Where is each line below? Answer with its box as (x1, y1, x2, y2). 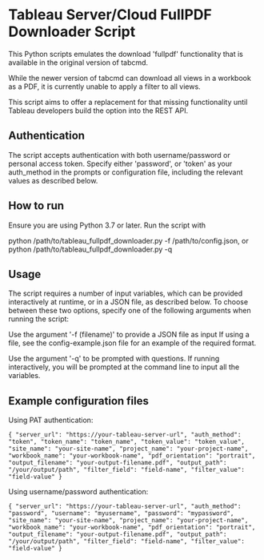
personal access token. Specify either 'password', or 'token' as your (8, 159, 233, 168)
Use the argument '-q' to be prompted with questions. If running (8, 354, 220, 364)
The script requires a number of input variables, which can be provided (8, 288, 243, 298)
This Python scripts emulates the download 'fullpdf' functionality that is (8, 49, 244, 58)
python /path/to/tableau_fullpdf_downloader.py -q (8, 244, 173, 254)
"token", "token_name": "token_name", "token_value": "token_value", (8, 438, 246, 446)
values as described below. (8, 175, 98, 185)
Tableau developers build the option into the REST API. (8, 106, 189, 115)
